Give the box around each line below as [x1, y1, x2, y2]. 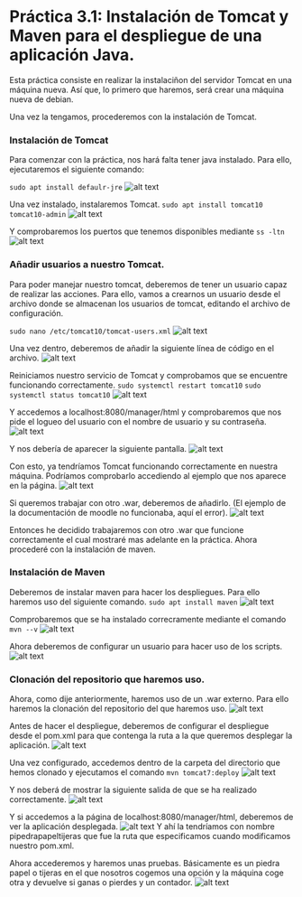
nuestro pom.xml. [9, 840, 75, 851]
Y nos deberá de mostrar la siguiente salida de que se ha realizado [9, 784, 257, 796]
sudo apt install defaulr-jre [9, 183, 124, 192]
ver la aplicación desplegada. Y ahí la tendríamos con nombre [9, 821, 275, 832]
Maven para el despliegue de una [9, 25, 262, 46]
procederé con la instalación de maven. [9, 544, 156, 555]
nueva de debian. [9, 93, 74, 105]
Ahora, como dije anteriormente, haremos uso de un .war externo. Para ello [9, 694, 289, 705]
